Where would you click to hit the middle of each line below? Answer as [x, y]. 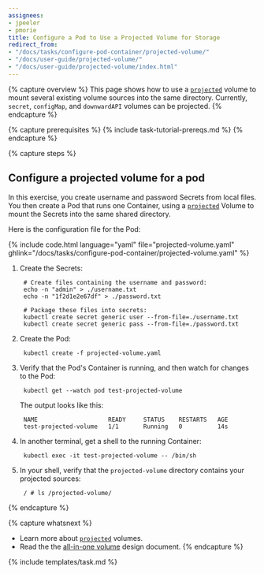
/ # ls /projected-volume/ [67, 493]
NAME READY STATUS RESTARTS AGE [126, 419]
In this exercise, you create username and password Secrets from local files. [132, 197]
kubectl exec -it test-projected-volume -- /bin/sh [110, 455]
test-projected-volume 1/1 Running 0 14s [126, 427]
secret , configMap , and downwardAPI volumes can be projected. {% [115, 106]
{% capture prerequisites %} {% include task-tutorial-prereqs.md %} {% [126, 129]
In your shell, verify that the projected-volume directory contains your [132, 470]
